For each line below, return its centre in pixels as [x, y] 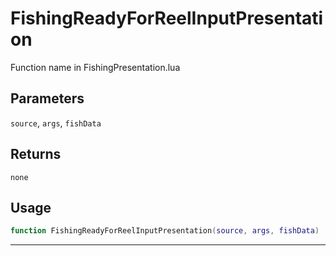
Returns [36, 154]
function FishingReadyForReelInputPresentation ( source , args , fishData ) [165, 231]
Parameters [47, 98]
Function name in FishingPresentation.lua [95, 67]
